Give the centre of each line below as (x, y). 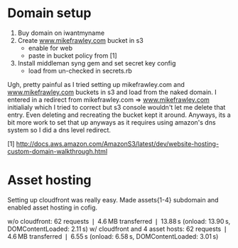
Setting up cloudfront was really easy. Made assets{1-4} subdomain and (113, 200)
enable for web (50, 48)
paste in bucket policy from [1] (72, 56)
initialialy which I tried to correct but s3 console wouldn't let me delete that (117, 107)
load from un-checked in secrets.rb (80, 71)
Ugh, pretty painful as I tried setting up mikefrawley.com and (96, 84)
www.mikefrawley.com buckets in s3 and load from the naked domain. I (112, 92)
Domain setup (49, 13)
